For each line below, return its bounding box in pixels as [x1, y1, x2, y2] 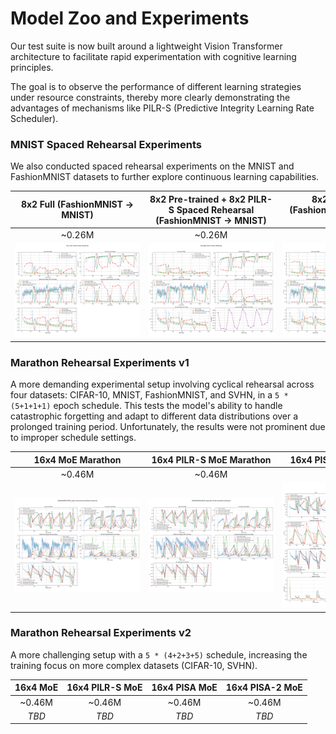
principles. [10, 61, 54, 73]
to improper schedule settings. [10, 432, 137, 444]
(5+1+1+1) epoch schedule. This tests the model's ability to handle [10, 400, 283, 412]
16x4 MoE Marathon [33, 453, 122, 466]
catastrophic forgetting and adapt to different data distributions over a [10, 410, 299, 422]
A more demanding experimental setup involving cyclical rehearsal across [10, 378, 315, 391]
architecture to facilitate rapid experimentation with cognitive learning [10, 50, 297, 62]
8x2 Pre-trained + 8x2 [149, 193, 247, 205]
